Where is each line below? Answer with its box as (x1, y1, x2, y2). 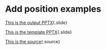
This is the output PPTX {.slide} (5, 20, 68, 25)
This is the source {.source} (5, 38, 61, 45)
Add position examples (5, 3, 102, 15)
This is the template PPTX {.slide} (5, 29, 72, 35)
